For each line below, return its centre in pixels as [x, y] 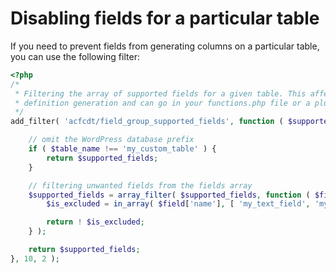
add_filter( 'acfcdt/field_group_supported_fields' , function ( [147, 122]
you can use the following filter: [75, 56]
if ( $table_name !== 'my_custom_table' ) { [122, 149]
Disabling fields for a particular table [165, 18]
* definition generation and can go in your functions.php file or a [162, 103]
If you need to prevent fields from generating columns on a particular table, [165, 46]
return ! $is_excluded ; [95, 222]
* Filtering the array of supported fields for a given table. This [160, 93]
